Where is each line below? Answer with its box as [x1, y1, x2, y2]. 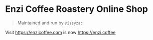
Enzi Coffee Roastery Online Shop [5, 3, 149, 15]
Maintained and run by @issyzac [17, 20, 83, 26]
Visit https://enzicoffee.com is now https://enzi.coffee [5, 29, 116, 35]
